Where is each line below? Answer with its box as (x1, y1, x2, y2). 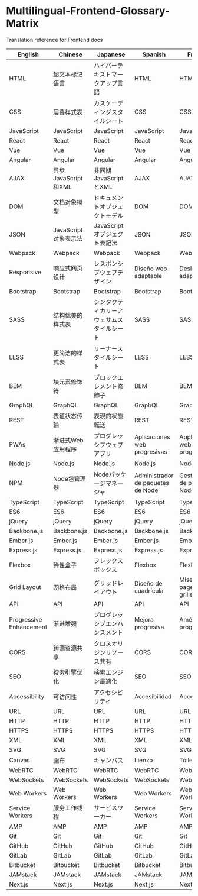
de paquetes (134, 478, 169, 487)
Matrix (6, 17, 39, 30)
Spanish (142, 50, 166, 59)
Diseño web (134, 264, 167, 273)
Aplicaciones (134, 433, 170, 441)
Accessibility (9, 692, 45, 700)
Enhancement (9, 623, 48, 631)
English (17, 50, 39, 59)
